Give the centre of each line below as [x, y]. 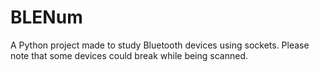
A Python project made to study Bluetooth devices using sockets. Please [160, 45]
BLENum [46, 17]
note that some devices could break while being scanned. [129, 55]
